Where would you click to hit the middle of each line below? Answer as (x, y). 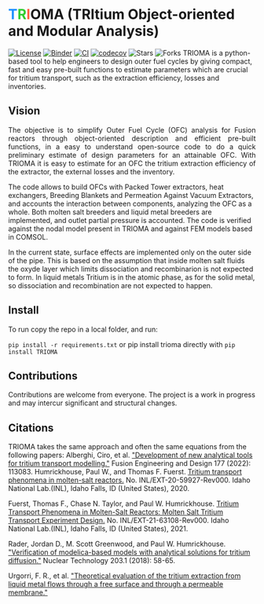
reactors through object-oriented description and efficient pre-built (132, 138)
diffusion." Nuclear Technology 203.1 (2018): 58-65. (92, 561)
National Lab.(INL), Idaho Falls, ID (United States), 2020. (99, 489)
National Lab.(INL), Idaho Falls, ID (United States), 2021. (98, 529)
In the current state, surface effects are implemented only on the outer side (130, 252)
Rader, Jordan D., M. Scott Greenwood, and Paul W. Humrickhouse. (117, 544)
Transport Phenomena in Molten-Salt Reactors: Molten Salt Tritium (116, 512)
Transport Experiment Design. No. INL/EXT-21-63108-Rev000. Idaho (119, 521)
